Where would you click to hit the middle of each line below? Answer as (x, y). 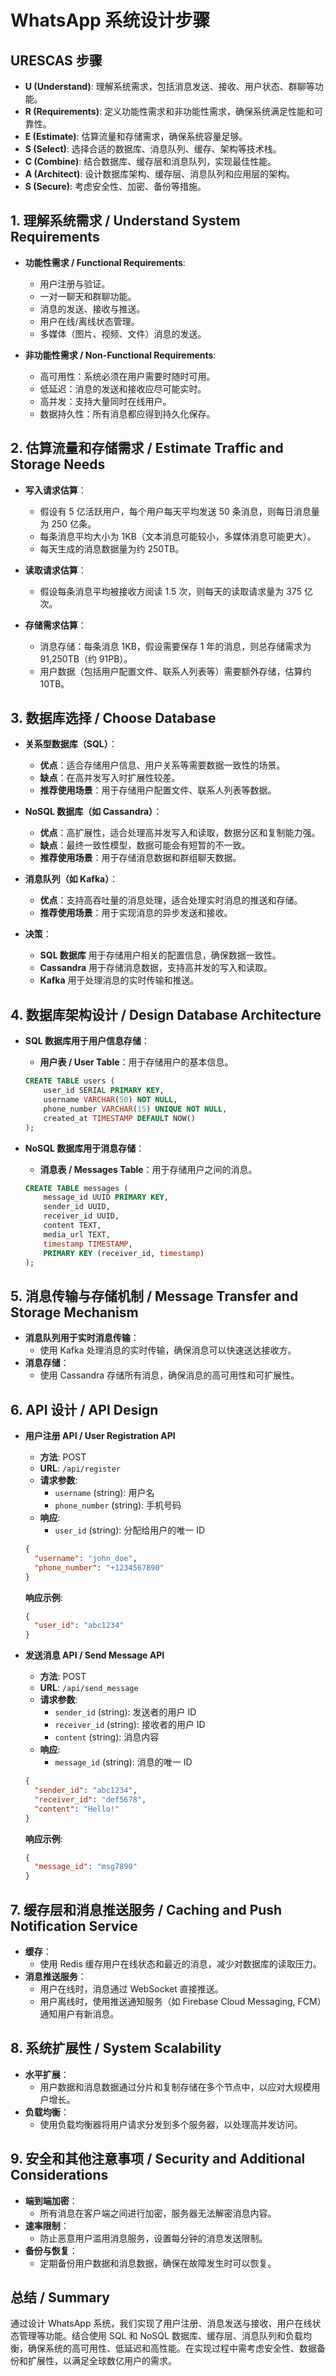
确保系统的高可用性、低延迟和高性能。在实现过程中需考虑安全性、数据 (172, 2348)
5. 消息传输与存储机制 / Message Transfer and (154, 1296)
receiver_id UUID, (81, 1216)
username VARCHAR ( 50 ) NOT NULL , (110, 1100)
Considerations (59, 2175)
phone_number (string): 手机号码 (118, 1505)
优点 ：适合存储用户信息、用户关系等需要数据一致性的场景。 (162, 765)
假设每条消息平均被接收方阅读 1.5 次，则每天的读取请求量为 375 (170, 591)
